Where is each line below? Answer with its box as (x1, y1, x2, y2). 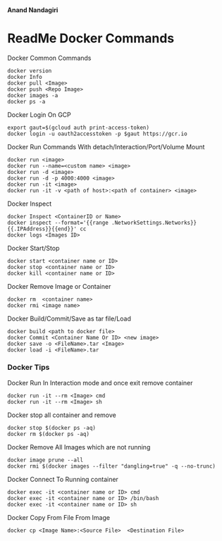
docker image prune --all (7, 456, 83, 464)
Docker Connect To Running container (7, 475, 118, 483)
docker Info (7, 73, 42, 80)
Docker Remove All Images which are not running (7, 442, 151, 451)
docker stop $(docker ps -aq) (7, 424, 97, 431)
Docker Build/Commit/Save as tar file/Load (7, 314, 132, 323)
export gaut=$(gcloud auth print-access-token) (7, 124, 150, 131)
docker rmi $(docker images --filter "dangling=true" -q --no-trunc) (7, 462, 216, 470)
